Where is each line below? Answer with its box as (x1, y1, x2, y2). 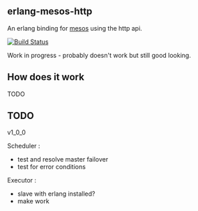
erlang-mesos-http (7, 6, 93, 17)
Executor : (7, 176, 37, 185)
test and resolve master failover (17, 155, 109, 164)
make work (17, 197, 50, 205)
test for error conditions (17, 163, 86, 171)
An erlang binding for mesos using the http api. (7, 24, 143, 32)
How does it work (7, 71, 85, 83)
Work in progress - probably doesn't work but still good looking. (7, 51, 192, 59)
